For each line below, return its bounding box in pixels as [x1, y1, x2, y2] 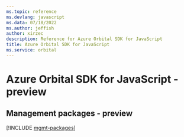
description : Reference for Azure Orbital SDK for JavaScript [6, 36, 163, 42]
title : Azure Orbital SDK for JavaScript [6, 42, 110, 48]
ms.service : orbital [6, 47, 57, 53]
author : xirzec [6, 31, 44, 37]
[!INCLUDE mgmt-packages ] [6, 124, 76, 131]
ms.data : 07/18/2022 [6, 19, 57, 25]
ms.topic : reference [6, 8, 57, 15]
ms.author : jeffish [6, 25, 54, 31]
